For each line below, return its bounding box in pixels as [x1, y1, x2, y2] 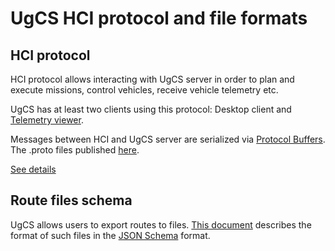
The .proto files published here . [10, 144, 140, 156]
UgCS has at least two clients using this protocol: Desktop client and [10, 103, 292, 115]
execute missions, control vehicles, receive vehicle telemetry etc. [10, 84, 279, 96]
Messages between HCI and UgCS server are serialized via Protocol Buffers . [10, 133, 326, 145]
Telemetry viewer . [10, 114, 84, 126]
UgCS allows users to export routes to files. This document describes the [10, 218, 312, 231]
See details [10, 163, 57, 175]
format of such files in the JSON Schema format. [10, 229, 211, 241]
